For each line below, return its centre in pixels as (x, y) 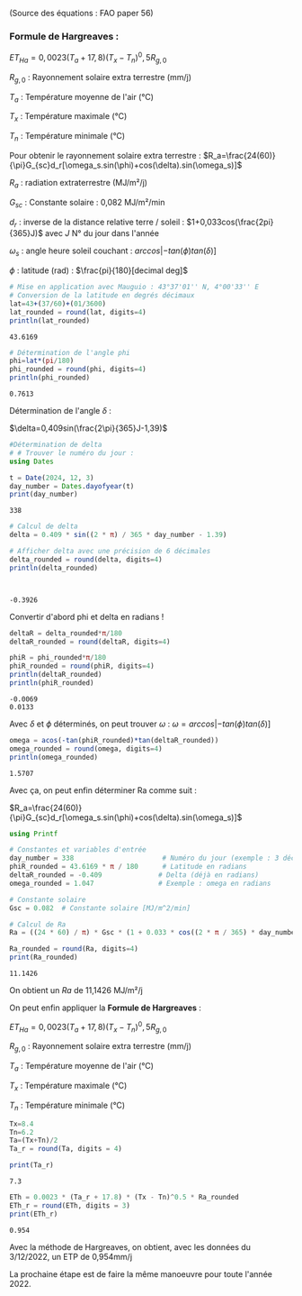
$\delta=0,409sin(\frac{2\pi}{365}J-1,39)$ (89, 428)
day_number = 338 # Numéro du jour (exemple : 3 (144, 858)
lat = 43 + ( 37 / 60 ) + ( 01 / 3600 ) (58, 304)
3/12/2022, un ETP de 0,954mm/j (71, 1256)
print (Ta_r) (31, 1165)
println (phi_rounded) (50, 378)
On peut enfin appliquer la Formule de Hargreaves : (106, 1008)
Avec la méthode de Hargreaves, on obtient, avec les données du (130, 1246)
